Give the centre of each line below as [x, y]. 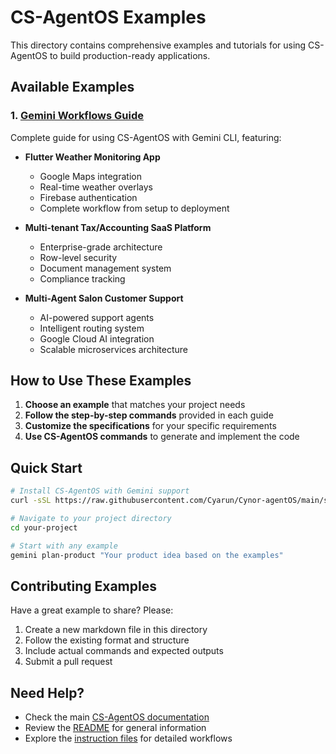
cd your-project [44, 527]
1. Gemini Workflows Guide [77, 116]
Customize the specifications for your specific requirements [150, 426]
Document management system [105, 268]
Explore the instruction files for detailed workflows [128, 738]
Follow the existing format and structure [107, 640]
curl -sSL [31, 501]
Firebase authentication [88, 197]
